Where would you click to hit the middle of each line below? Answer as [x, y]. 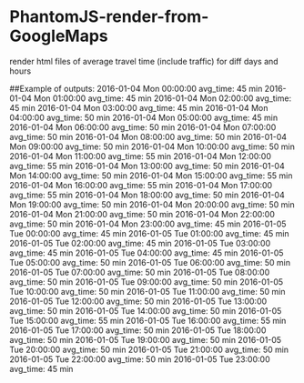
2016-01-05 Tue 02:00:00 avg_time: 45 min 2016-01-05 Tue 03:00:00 [140, 243]
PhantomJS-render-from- [109, 17]
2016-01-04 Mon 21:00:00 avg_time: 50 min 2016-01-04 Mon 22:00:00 [142, 214]
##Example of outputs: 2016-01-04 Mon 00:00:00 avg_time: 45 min [136, 88]
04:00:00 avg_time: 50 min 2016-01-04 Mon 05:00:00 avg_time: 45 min [144, 117]
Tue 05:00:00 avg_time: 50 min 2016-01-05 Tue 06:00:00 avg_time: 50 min [150, 262]
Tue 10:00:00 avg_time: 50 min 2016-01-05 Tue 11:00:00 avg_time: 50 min [147, 291]
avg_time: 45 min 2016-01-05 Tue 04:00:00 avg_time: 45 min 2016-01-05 [147, 253]
